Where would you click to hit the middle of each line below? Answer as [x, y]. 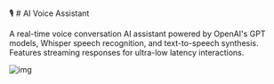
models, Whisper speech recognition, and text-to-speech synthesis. [134, 43]
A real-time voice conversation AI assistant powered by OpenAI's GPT [137, 34]
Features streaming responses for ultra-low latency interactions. [127, 53]
